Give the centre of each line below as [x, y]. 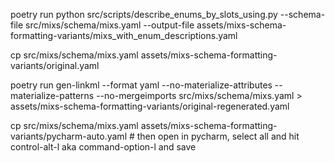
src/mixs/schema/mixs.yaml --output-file [110, 25]
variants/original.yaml [55, 65]
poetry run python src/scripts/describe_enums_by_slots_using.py [144, 14]
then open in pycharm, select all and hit [218, 136]
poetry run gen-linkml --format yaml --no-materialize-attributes [141, 85]
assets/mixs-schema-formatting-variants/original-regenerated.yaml [150, 106]
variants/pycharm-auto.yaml [69, 136]
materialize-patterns [52, 95]
